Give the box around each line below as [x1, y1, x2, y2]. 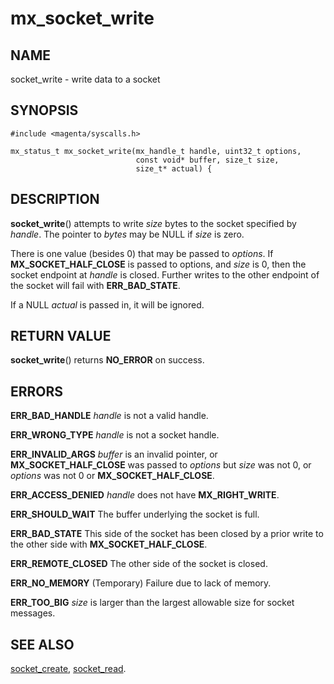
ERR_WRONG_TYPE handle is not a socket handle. [10, 429, 220, 441]
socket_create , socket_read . [10, 663, 127, 675]
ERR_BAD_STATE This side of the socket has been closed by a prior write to [10, 528, 324, 540]
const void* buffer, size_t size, [135, 155, 280, 165]
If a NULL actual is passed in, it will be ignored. [10, 298, 205, 311]
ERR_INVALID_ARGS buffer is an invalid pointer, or [10, 448, 218, 461]
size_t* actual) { [135, 163, 213, 174]
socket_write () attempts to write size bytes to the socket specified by [10, 217, 297, 229]
